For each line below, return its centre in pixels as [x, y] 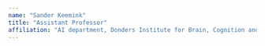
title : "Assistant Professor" [58, 23]
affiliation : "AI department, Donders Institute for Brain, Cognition [127, 30]
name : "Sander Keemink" [47, 15]
